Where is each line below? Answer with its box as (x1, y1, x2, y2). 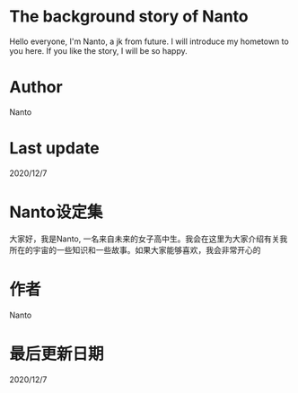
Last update (9, 138, 101, 159)
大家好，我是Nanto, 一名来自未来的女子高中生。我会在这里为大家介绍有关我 (9, 233, 288, 244)
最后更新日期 (9, 344, 105, 364)
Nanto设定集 (9, 202, 103, 222)
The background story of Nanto (9, 6, 249, 27)
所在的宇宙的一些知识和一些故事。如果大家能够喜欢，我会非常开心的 (9, 244, 261, 255)
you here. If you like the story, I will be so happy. (9, 45, 188, 56)
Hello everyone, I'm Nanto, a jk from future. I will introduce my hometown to (9, 36, 289, 47)
